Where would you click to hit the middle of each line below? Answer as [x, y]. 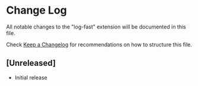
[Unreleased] [31, 63]
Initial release [31, 77]
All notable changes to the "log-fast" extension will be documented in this [96, 27]
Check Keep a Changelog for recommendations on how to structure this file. [99, 44]
